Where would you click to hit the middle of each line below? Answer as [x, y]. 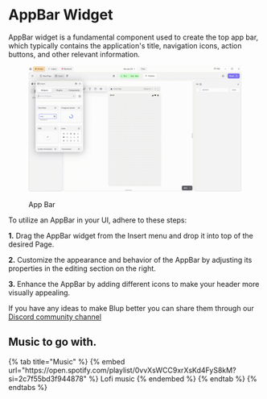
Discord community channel [55, 317]
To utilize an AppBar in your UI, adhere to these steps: [98, 220]
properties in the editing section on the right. [82, 268]
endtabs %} [28, 387]
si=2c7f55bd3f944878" [47, 378]
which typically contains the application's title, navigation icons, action [125, 45]
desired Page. [31, 244]
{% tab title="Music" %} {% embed [67, 361]
